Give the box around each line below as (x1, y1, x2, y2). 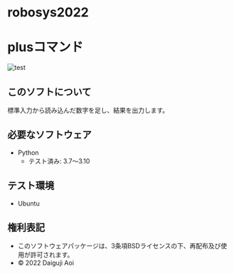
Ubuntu (17, 199, 41, 208)
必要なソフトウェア (7, 129, 92, 141)
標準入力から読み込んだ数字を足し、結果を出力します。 (7, 106, 169, 114)
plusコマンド (7, 39, 84, 56)
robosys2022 (7, 4, 89, 21)
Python (17, 148, 39, 157)
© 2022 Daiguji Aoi (17, 258, 75, 268)
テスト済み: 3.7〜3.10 (28, 156, 90, 165)
